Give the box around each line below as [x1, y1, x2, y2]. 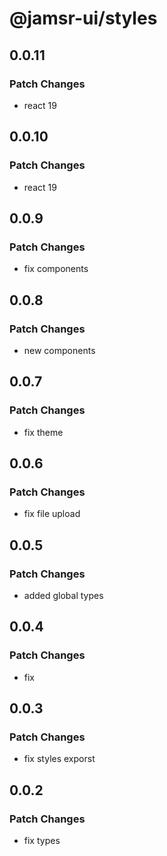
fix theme [23, 426, 64, 438]
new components [23, 344, 96, 356]
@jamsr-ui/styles [9, 7, 158, 30]
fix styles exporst [23, 753, 96, 765]
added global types [23, 590, 104, 601]
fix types [23, 835, 61, 847]
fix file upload [23, 508, 81, 520]
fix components [23, 263, 89, 275]
